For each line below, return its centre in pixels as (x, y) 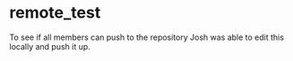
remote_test (55, 13)
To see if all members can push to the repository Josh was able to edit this (147, 37)
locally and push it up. (50, 46)
